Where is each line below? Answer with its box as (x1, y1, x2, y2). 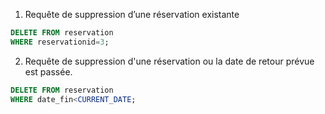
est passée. (24, 65, 73, 78)
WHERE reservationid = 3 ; (10, 37, 110, 47)
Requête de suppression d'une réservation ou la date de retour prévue (24, 55, 315, 67)
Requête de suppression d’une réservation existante (24, 9, 240, 20)
